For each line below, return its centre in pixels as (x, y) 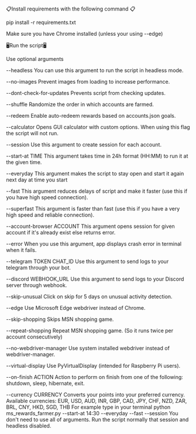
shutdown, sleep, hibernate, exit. (45, 383)
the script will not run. (32, 133)
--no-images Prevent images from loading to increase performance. (88, 82)
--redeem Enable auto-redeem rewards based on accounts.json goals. (91, 116)
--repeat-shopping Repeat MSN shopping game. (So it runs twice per (90, 331)
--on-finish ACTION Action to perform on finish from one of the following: (94, 377)
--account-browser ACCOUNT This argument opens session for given (91, 226)
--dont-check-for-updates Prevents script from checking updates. (86, 93)
